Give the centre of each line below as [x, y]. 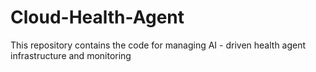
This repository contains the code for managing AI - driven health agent [158, 45]
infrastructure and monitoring [71, 55]
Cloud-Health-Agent [97, 17]
